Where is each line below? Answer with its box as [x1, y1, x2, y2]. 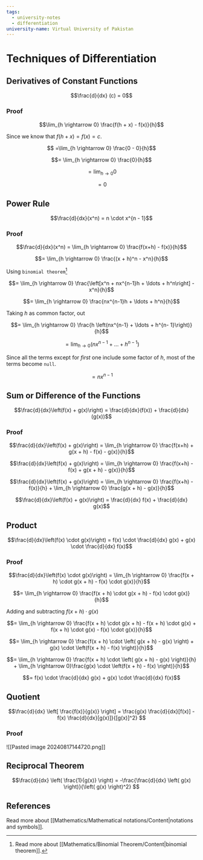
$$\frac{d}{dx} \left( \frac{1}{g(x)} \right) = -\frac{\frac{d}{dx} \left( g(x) [11, 776, 192, 784]
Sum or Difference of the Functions [6, 390, 141, 400]
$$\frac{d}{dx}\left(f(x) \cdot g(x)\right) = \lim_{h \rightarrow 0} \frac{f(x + [8, 572, 195, 579]
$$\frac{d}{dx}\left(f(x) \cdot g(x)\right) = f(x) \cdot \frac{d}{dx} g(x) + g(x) [7, 537, 196, 544]
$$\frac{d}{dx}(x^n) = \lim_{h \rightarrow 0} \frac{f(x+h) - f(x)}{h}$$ [16, 243, 187, 251]
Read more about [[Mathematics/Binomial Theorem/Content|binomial [14, 841, 187, 848]
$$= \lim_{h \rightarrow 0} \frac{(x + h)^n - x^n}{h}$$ [34, 255, 169, 262]
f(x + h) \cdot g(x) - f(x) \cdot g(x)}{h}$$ [51, 626, 152, 633]
